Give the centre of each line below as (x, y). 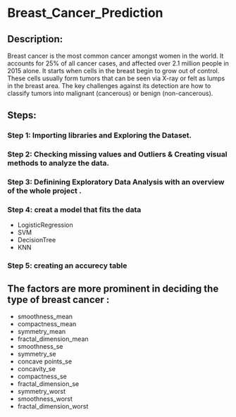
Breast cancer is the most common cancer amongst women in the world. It (116, 56)
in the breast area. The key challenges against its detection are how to (109, 86)
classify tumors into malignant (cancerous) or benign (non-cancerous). (110, 93)
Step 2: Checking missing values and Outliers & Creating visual (117, 154)
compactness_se (42, 376)
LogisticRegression (45, 225)
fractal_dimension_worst (53, 406)
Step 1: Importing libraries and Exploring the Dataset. (100, 135)
